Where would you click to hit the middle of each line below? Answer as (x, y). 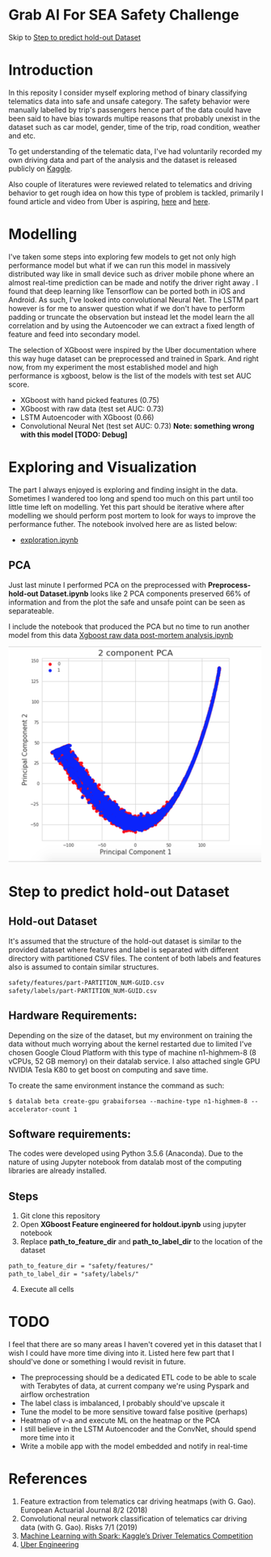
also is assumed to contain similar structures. (84, 967)
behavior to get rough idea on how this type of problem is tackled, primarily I (136, 193)
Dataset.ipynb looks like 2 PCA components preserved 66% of (145, 593)
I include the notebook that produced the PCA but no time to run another (129, 627)
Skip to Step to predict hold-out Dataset (75, 37)
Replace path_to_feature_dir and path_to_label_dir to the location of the (141, 1242)
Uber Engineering (49, 1545)
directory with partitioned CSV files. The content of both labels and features (135, 958)
